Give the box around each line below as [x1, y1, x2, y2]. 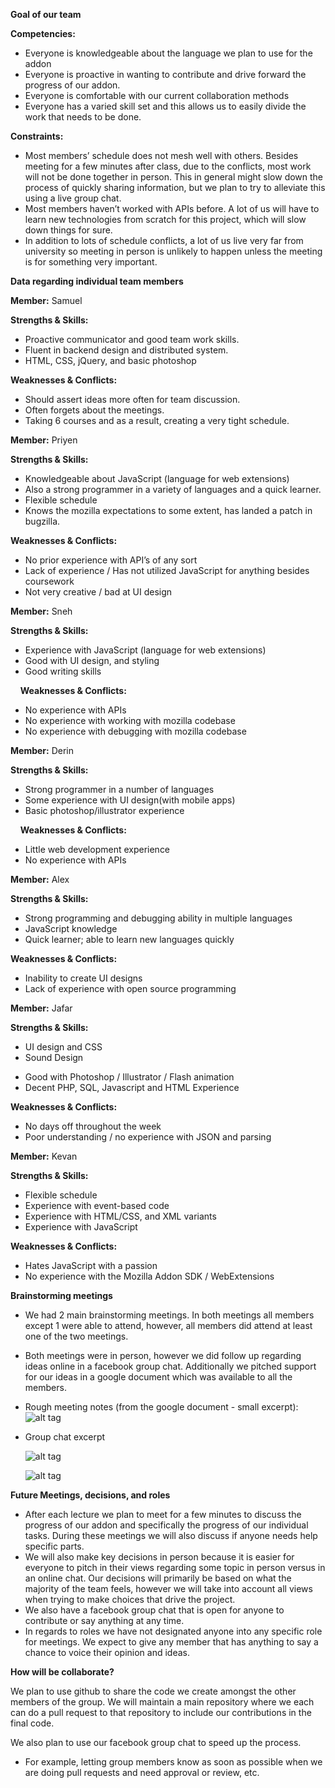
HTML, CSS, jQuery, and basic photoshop [24, 355, 197, 366]
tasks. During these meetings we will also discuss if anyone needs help [24, 1530, 318, 1541]
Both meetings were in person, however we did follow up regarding [24, 1350, 302, 1361]
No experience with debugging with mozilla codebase [24, 725, 247, 737]
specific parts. [24, 1540, 85, 1552]
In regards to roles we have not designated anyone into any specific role [24, 1625, 323, 1637]
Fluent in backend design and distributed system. [24, 344, 229, 356]
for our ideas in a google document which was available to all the [24, 1371, 293, 1383]
